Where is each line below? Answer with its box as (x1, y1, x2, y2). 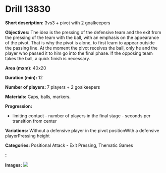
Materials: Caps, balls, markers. (5, 94, 71, 100)
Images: (5, 162, 22, 168)
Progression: (5, 103, 33, 109)
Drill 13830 (5, 3, 51, 15)
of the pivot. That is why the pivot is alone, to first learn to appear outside (5, 39, 155, 45)
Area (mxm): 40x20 (5, 65, 46, 71)
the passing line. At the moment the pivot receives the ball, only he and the (5, 45, 158, 51)
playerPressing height (5, 133, 50, 138)
